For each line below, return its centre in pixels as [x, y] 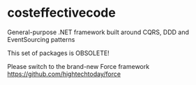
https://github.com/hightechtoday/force [64, 74]
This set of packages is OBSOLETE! [58, 53]
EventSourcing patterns [41, 39]
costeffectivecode [62, 13]
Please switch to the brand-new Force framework [78, 66]
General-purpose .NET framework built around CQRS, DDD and [98, 32]
